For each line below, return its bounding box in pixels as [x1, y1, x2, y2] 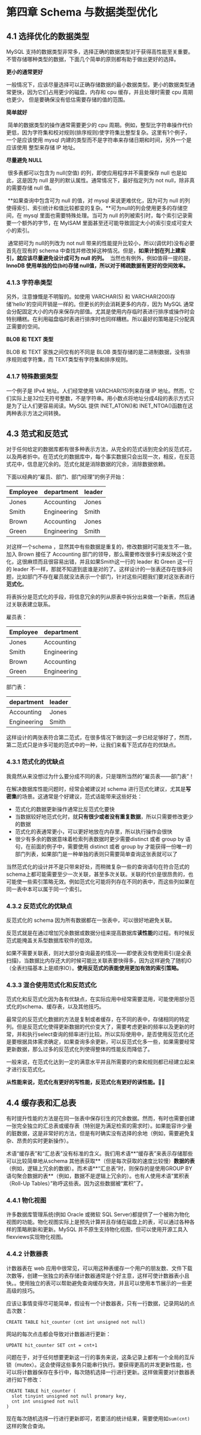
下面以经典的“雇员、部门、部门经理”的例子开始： [6, 473, 127, 480]
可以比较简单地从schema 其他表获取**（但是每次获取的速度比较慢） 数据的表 [6, 1157, 195, 1165]
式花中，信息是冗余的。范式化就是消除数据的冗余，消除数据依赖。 [6, 461, 169, 468]
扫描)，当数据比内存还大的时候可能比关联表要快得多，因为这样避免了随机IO [6, 957, 192, 964]
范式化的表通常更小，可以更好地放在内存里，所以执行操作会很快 [14, 828, 172, 835]
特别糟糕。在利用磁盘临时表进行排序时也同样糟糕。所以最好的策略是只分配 [6, 315, 190, 323]
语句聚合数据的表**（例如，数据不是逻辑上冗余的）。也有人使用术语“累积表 [6, 1172, 190, 1180]
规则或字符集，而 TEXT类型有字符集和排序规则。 [11, 356, 132, 363]
